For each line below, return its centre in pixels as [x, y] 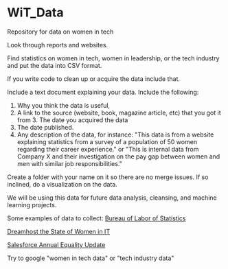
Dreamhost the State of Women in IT [59, 231]
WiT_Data [35, 13]
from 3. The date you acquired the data [72, 120]
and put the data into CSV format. [55, 65]
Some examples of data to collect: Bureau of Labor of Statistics [96, 218]
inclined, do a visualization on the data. [62, 184]
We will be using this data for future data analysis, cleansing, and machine [112, 198]
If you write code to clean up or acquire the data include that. [94, 79]
